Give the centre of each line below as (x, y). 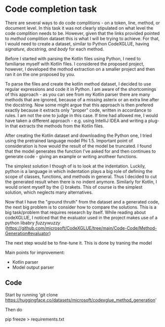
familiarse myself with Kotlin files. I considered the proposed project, (75, 64)
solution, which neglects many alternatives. (49, 192)
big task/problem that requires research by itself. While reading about (76, 212)
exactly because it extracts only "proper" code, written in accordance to (78, 110)
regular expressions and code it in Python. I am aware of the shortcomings (81, 89)
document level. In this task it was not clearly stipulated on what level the (79, 28)
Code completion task (51, 9)
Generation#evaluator (27, 233)
